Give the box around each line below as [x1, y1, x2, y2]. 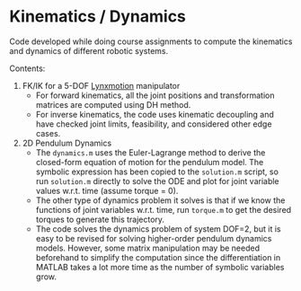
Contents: [9, 63, 46, 74]
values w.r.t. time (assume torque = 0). [35, 185, 179, 196]
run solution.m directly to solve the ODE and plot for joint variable [35, 175, 280, 186]
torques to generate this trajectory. [35, 214, 164, 225]
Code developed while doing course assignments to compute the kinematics [9, 36, 293, 47]
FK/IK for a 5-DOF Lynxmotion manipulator [22, 80, 181, 91]
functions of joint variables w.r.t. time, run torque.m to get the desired [35, 204, 292, 215]
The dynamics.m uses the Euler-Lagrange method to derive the [35, 146, 266, 158]
